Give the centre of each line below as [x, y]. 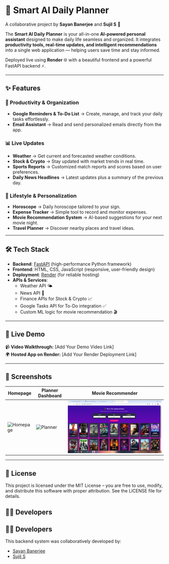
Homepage [20, 393]
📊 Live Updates [25, 143]
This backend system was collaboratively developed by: [63, 541]
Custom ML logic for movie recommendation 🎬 [68, 312]
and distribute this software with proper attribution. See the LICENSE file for [83, 491]
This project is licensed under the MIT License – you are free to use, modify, [84, 485]
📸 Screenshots [29, 377]
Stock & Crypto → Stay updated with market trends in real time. [78, 161]
